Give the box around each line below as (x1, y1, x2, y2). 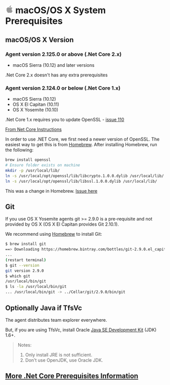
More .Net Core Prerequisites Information (5, 372, 139, 380)
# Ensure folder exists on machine (5, 163, 80, 168)
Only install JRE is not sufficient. (25, 352, 93, 358)
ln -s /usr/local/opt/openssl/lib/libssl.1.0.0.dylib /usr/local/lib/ (5, 179, 157, 184)
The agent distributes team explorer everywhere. (5, 317, 107, 323)
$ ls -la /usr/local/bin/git (5, 284, 67, 289)
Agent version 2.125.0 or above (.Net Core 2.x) (5, 51, 122, 58)
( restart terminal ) (5, 258, 47, 263)
